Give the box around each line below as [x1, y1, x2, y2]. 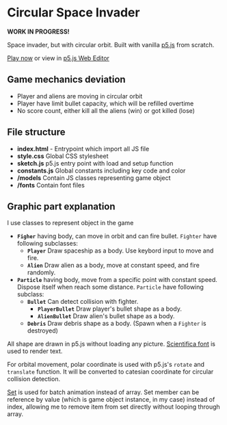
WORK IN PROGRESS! [7, 27, 70, 36]
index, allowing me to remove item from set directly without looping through [7, 402, 220, 411]
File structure [7, 127, 66, 138]
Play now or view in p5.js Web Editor [7, 53, 109, 62]
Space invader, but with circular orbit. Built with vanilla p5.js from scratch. [7, 40, 215, 49]
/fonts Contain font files [16, 181, 85, 189]
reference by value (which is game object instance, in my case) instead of [7, 396, 215, 404]
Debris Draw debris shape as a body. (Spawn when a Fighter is [27, 320, 206, 328]
